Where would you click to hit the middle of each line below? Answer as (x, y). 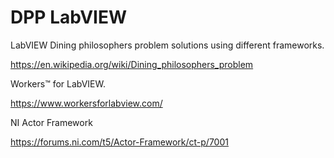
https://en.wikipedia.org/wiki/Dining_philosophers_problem (132, 64)
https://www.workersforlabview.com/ (86, 103)
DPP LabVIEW (68, 17)
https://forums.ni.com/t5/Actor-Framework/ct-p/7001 (119, 142)
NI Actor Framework (51, 122)
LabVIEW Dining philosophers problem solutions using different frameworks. (167, 45)
